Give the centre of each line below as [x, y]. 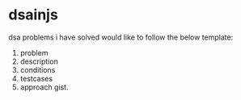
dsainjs [33, 15]
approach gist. [44, 87]
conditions [38, 69]
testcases [36, 78]
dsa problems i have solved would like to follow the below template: [121, 37]
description [39, 61]
